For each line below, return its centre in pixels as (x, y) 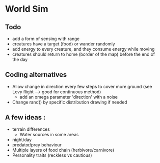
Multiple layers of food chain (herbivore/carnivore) (63, 150)
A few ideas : (25, 117)
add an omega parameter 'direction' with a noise (68, 97)
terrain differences (31, 129)
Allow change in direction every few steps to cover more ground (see (82, 86)
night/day (22, 140)
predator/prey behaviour (37, 144)
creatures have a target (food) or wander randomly (64, 44)
